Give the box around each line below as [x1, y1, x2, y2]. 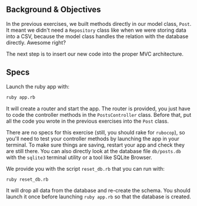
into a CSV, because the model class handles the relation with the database [6, 32, 189, 40]
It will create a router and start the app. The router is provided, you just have [6, 105, 191, 112]
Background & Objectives [6, 5, 101, 15]
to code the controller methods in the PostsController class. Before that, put [6, 111, 192, 118]
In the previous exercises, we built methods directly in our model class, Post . [6, 20, 192, 27]
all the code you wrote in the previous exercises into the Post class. [6, 117, 169, 124]
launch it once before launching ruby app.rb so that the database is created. [6, 193, 191, 200]
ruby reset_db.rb [6, 176, 49, 183]
